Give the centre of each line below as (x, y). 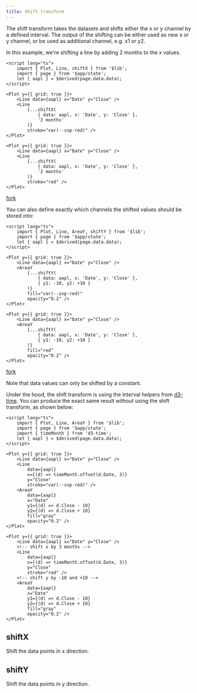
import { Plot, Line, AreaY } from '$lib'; (71, 423)
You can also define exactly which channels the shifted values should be (94, 209)
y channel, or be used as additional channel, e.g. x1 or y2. (76, 41)
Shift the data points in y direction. (48, 684)
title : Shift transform (35, 12)
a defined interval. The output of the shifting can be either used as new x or (98, 35)
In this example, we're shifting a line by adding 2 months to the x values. (94, 52)
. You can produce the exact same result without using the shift (93, 400)
